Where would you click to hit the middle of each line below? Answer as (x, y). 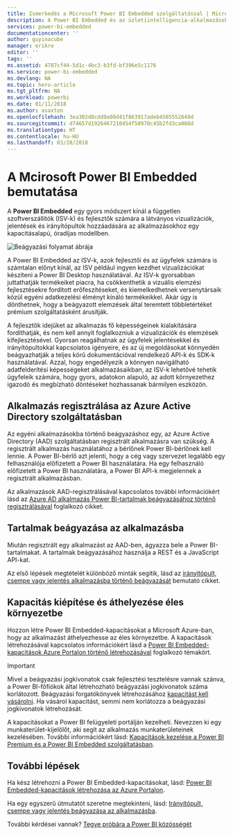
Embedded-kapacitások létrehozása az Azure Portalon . (86, 790)
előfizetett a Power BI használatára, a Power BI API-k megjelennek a (104, 470)
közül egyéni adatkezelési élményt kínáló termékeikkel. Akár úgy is (102, 297)
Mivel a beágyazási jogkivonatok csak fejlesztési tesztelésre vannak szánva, (116, 679)
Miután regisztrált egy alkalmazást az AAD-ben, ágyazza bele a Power (108, 545)
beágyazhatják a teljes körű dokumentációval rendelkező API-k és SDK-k (111, 355)
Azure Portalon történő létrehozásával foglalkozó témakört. (127, 652)
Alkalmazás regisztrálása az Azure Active (99, 406)
